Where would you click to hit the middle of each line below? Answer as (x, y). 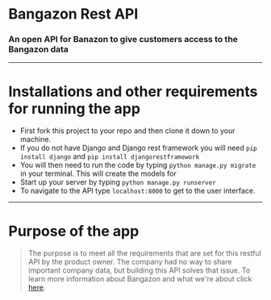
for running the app (75, 108)
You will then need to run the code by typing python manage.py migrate (138, 165)
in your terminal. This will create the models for (98, 173)
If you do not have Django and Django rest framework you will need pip (138, 148)
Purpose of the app (74, 231)
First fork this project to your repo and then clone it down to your (127, 131)
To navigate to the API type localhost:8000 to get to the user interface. (138, 191)
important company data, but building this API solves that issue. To (139, 270)
